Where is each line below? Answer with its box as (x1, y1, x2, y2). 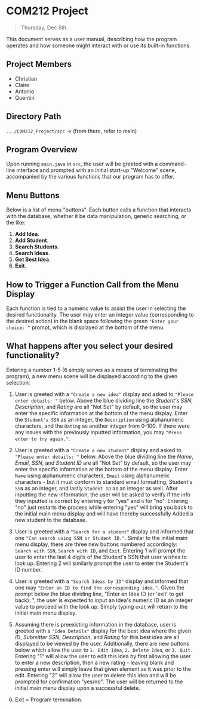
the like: (6, 219, 26, 226)
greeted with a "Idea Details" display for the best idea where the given (14, 627, 192, 634)
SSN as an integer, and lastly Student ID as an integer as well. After (14, 484, 178, 492)
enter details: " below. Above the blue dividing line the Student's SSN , (14, 397, 193, 404)
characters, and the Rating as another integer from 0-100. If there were (14, 422, 190, 429)
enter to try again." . (14, 435, 70, 442)
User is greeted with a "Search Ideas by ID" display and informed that (14, 578, 189, 585)
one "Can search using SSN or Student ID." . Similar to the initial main (14, 534, 188, 541)
